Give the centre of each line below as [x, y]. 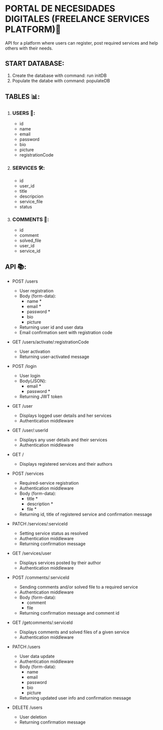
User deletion [33, 717]
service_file [31, 201]
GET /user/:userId [30, 430]
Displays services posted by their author [60, 563]
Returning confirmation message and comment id [70, 613]
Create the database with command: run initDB [59, 75]
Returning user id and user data [51, 327]
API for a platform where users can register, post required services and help [81, 43]
